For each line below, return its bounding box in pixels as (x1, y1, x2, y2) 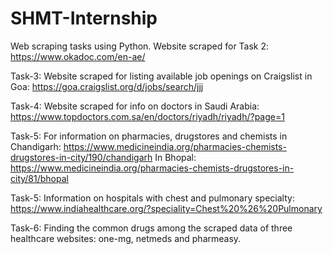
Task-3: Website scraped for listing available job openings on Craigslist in (10, 70, 313, 82)
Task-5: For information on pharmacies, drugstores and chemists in (10, 130, 288, 142)
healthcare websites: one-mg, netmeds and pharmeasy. (10, 232, 242, 244)
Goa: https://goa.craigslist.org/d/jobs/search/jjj (10, 80, 204, 92)
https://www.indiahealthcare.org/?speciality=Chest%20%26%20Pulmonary (10, 202, 323, 214)
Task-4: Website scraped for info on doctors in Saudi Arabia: (10, 100, 260, 112)
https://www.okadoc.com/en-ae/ (10, 50, 146, 62)
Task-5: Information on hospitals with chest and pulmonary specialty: (10, 192, 295, 204)
